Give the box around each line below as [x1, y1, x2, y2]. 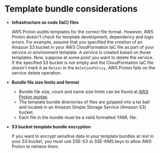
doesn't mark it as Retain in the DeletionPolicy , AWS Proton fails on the [11, 64, 156, 71]
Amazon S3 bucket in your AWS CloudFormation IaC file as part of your [11, 44, 154, 50]
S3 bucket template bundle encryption [11, 123, 91, 129]
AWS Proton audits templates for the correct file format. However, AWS [11, 29, 154, 34]
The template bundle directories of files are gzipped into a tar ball [18, 99, 150, 105]
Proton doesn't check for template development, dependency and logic [11, 34, 154, 40]
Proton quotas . [18, 93, 49, 100]
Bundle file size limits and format [11, 79, 80, 85]
